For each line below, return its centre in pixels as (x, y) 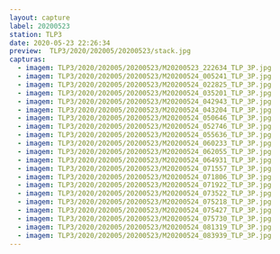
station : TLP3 (36, 34)
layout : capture (40, 18)
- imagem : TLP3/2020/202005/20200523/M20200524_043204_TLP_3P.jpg (145, 110)
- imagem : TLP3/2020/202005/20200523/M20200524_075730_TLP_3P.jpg (145, 218)
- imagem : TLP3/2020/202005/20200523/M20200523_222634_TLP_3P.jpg (145, 68)
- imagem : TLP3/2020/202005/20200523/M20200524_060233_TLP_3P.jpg (145, 143)
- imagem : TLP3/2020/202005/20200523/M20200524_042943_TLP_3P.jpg (145, 101)
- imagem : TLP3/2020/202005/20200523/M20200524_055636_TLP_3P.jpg (145, 135)
